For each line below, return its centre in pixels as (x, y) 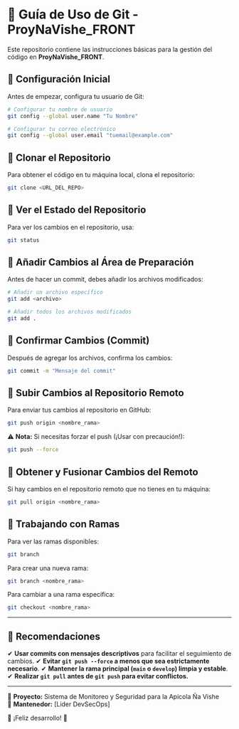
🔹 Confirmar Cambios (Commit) (79, 341)
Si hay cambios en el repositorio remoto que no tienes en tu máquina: (109, 489)
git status (23, 240)
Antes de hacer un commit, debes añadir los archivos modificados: (105, 280)
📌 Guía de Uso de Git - (73, 15)
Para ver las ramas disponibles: (53, 541)
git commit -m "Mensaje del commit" (62, 371)
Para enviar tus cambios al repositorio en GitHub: (79, 410)
